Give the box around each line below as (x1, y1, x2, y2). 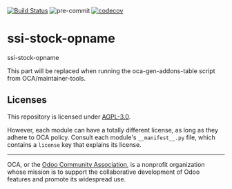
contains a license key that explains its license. (7, 140, 142, 148)
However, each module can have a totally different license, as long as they (7, 126, 219, 134)
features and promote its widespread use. (7, 175, 126, 183)
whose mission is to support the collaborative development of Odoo (7, 168, 200, 176)
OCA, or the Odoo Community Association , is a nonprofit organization (7, 160, 205, 168)
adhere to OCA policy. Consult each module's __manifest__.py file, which (7, 133, 215, 141)
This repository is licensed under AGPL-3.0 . (7, 112, 131, 121)
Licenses (7, 94, 47, 106)
